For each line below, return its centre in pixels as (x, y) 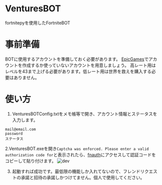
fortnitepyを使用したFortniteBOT (38, 23)
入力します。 (25, 120)
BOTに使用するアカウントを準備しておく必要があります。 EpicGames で (77, 59)
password (14, 133)
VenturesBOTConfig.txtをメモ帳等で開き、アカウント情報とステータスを (85, 114)
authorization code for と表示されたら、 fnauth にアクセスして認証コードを (81, 154)
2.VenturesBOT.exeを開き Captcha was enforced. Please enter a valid (77, 149)
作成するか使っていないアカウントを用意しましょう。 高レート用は (89, 65)
